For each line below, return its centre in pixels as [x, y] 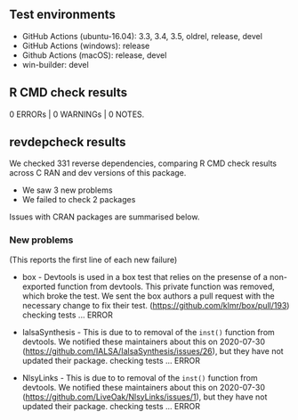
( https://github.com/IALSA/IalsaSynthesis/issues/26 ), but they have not [153, 350]
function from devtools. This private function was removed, [166, 286]
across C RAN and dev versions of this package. [98, 173]
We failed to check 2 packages [79, 200]
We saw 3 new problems [67, 190]
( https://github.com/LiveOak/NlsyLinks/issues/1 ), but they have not [145, 397]
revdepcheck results [68, 142]
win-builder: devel [55, 64]
